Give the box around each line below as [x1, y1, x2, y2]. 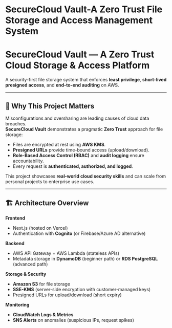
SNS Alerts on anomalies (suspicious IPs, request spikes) [12, 317, 135, 323]
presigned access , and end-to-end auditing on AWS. [5, 82, 119, 88]
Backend [5, 240, 25, 246]
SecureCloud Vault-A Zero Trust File [5, 4, 163, 15]
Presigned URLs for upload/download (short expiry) [12, 292, 122, 298]
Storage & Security [5, 271, 47, 277]
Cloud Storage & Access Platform [5, 60, 150, 71]
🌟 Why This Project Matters [5, 101, 95, 111]
